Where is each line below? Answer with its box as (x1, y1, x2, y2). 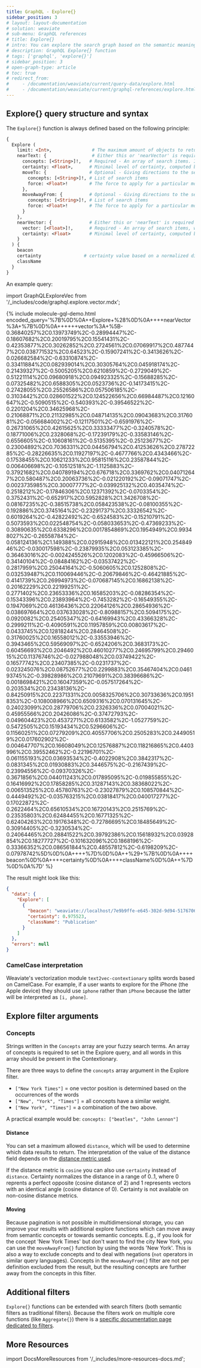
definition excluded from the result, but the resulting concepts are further (6, 1263, 187, 1271)
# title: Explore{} (6, 36, 55, 42)
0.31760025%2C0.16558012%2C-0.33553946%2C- (6, 634, 135, 641)
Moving (6, 1205, 26, 1213)
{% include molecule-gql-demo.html (6, 310, 96, 317)
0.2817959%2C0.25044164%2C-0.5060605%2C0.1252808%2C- (6, 564, 169, 571)
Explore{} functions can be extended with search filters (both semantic (6, 1303, 182, 1310)
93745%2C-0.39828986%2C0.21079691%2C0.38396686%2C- (6, 672, 165, 679)
